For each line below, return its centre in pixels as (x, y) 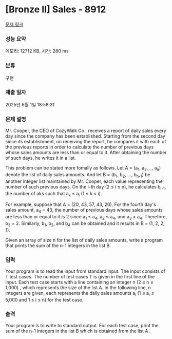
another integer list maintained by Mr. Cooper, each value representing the (84, 181)
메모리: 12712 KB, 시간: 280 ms (37, 51)
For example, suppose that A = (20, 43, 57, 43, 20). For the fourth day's (81, 204)
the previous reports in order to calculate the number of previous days (80, 147)
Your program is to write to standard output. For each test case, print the (82, 326)
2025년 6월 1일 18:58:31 (30, 104)
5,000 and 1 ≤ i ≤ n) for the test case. (44, 299)
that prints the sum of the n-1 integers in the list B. (58, 246)
